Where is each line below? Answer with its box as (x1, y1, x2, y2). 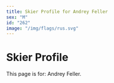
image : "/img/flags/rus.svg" (6, 25, 79, 31)
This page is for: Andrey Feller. (6, 71, 82, 78)
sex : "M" (6, 14, 28, 20)
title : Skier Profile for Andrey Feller (6, 8, 109, 15)
